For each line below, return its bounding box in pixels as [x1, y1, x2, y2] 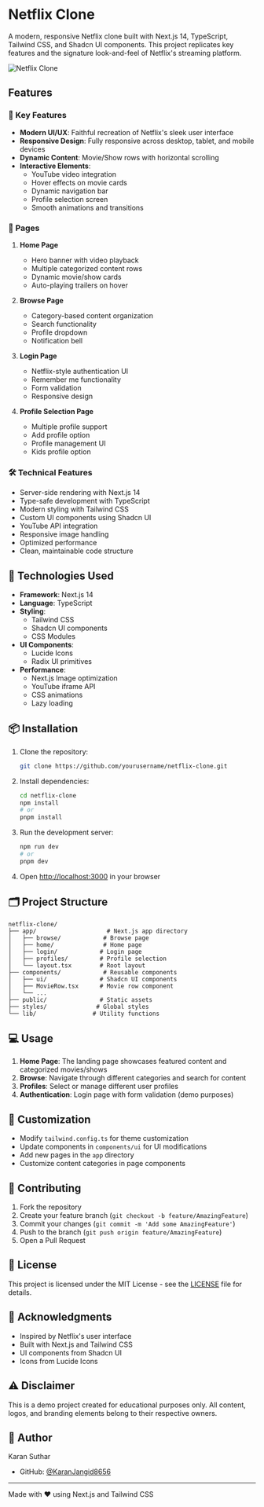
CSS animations [31, 690, 83, 700]
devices [19, 144, 46, 154]
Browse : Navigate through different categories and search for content [19, 1073, 247, 1083]
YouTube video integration [31, 169, 116, 178]
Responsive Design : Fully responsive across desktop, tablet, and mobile [19, 136, 255, 145]
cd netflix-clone [19, 791, 77, 799]
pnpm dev [19, 857, 49, 865]
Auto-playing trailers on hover [31, 280, 128, 290]
